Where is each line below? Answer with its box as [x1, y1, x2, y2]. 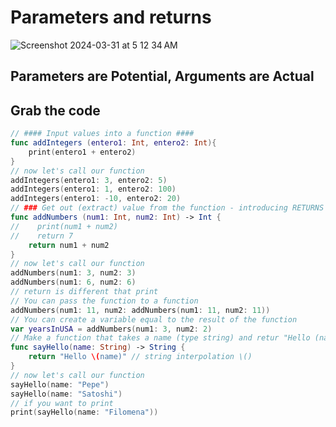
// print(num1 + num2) [10, 221, 118, 231]
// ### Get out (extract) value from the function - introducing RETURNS [10, 203, 325, 213]
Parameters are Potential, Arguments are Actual [10, 68, 315, 85]
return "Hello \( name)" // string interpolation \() [28, 352, 253, 362]
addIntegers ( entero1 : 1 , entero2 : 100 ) [10, 184, 177, 195]
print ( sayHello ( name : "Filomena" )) [10, 407, 159, 418]
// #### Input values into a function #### [10, 129, 195, 139]
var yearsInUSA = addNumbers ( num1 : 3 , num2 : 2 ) [10, 324, 213, 334]
